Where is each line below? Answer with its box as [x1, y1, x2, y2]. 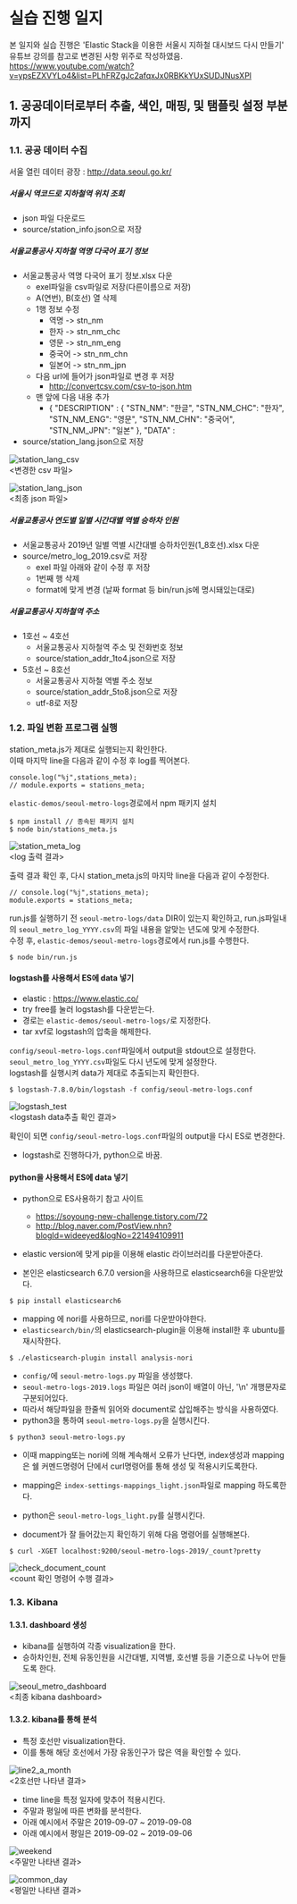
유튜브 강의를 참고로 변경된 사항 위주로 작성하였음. [9, 50, 184, 61]
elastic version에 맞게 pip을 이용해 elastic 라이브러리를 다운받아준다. [21, 1249, 263, 1260]
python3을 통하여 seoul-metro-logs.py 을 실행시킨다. [21, 1415, 210, 1426]
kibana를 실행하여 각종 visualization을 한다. [21, 1641, 176, 1652]
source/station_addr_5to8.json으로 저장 [35, 686, 178, 697]
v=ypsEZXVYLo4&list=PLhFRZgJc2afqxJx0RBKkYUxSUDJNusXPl [9, 70, 252, 80]
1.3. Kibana [9, 1596, 59, 1609]
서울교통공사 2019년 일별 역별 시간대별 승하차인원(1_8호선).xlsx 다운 [21, 539, 260, 550]
